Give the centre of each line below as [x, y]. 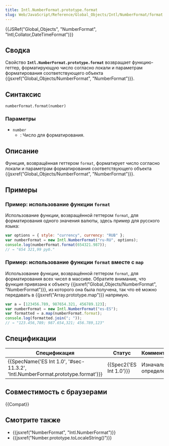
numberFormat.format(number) [36, 106]
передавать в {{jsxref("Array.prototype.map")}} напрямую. [67, 295]
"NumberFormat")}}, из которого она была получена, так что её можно [81, 289]
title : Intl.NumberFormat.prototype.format [52, 10]
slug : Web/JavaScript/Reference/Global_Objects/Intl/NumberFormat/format [84, 15]
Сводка [18, 50]
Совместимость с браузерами [56, 392]
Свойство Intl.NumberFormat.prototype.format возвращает [68, 62]
